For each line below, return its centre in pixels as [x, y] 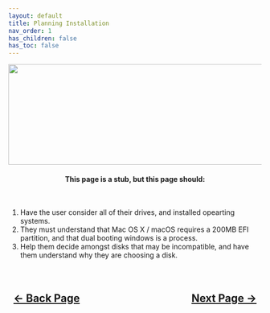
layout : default [35, 16]
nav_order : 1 [30, 31]
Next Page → [224, 298]
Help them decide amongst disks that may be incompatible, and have [134, 247]
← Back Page [47, 298]
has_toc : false [34, 46]
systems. [35, 221]
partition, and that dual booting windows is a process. [109, 238]
